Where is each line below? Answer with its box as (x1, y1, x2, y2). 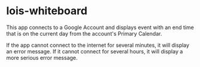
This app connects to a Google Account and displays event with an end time (6, 24, 195, 31)
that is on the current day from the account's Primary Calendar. (6, 30, 162, 37)
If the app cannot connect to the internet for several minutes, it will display (6, 42, 190, 49)
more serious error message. (6, 54, 78, 61)
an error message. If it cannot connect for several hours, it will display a (6, 47, 183, 55)
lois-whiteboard (6, 4, 88, 18)
